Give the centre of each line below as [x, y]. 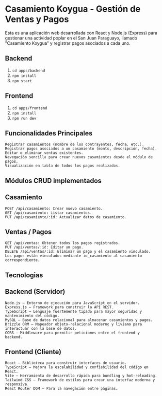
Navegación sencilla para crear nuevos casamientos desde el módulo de [79, 157]
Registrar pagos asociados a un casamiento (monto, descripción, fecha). [81, 149]
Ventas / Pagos [28, 232]
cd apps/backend [28, 71]
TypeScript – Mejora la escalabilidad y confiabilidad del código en [77, 367]
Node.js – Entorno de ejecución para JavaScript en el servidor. [72, 303]
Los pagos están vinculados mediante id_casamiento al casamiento [73, 256]
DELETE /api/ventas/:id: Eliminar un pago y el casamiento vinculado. [78, 252]
